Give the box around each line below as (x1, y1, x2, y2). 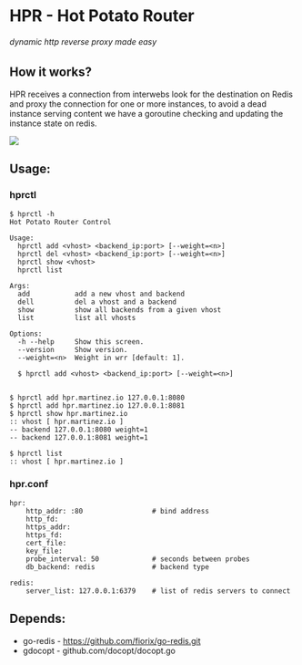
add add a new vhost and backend (17, 289, 185, 298)
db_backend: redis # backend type (25, 562, 209, 571)
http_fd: (25, 514, 59, 524)
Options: (9, 329, 43, 338)
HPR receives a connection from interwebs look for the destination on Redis (9, 88, 294, 99)
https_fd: (25, 530, 64, 539)
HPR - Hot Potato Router (9, 5, 196, 26)
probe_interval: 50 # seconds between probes (25, 554, 250, 564)
